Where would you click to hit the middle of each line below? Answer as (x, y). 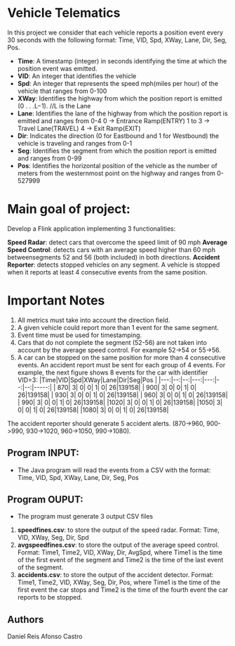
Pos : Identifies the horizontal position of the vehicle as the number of (117, 165)
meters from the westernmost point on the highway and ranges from (116, 173)
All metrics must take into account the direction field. (94, 320)
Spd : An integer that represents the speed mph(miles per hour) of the (118, 83)
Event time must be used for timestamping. (80, 335)
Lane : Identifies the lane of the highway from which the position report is (122, 113)
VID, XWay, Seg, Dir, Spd (53, 538)
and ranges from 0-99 (49, 158)
